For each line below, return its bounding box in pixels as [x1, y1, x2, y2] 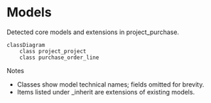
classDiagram [6, 41, 45, 48]
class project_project [19, 48, 87, 55]
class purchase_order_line [19, 54, 99, 61]
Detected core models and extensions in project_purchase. [6, 28, 179, 36]
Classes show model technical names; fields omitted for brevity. [16, 80, 205, 89]
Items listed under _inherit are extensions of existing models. [16, 87, 195, 96]
